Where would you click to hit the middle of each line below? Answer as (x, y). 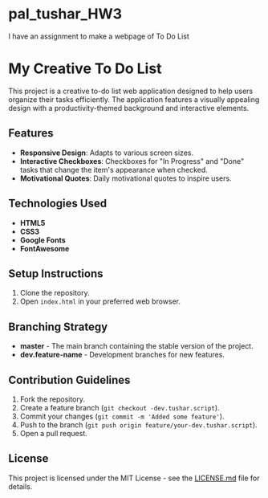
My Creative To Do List (85, 69)
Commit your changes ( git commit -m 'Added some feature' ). (122, 416)
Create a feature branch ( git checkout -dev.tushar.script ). (120, 407)
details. (20, 486)
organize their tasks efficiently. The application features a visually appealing (134, 99)
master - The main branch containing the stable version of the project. (137, 346)
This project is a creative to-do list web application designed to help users (131, 91)
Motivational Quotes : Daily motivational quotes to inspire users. (126, 178)
